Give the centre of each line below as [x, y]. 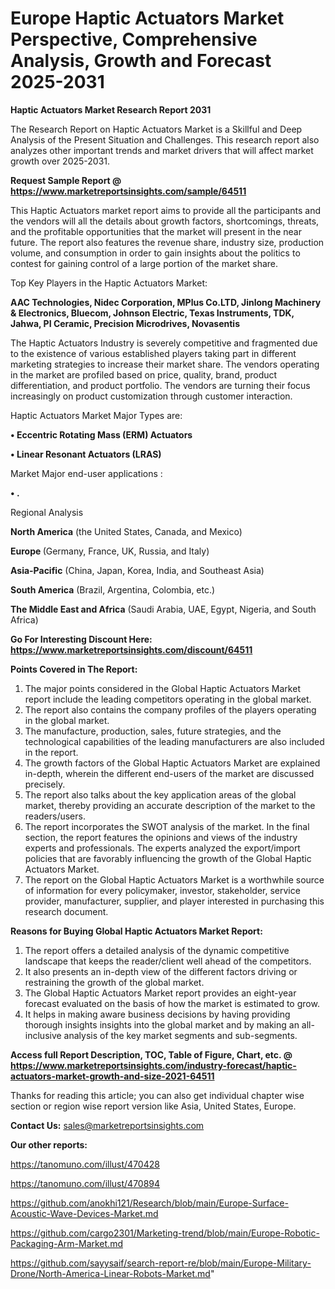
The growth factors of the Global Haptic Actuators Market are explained [172, 763]
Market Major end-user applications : [86, 473]
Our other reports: [49, 1144]
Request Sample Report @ [66, 180]
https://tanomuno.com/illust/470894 [85, 1183]
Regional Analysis [47, 512]
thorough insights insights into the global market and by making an [162, 1024]
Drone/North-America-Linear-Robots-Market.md [110, 1273]
